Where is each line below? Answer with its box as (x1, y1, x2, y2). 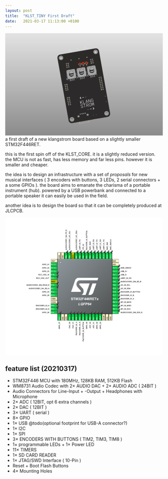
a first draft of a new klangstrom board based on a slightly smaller (5, 136, 141, 142)
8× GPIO (12, 415, 30, 421)
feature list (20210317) (5, 364, 77, 373)
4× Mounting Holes (12, 468, 52, 474)
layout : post (5, 8, 32, 13)
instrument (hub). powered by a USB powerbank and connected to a (5, 187, 146, 193)
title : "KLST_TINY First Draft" (5, 13, 75, 19)
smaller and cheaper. (5, 162, 48, 168)
